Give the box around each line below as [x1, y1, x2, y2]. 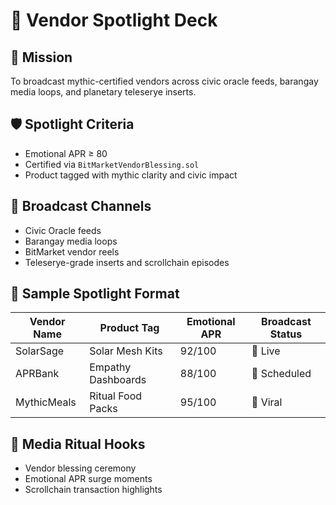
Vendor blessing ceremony [24, 462, 137, 474]
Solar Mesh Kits [89, 344, 163, 358]
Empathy [89, 360, 132, 374]
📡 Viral [251, 395, 283, 409]
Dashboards [89, 373, 147, 387]
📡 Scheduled [251, 367, 312, 381]
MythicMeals [15, 395, 77, 409]
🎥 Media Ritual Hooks [10, 435, 146, 453]
